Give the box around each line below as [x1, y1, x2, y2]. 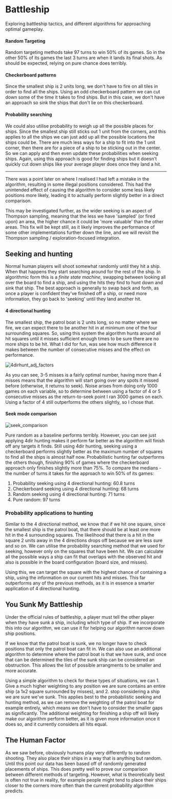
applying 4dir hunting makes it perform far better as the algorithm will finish [5, 437, 165, 443]
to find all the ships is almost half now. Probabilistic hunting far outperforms [5, 454, 165, 460]
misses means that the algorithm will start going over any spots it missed [5, 377, 159, 383]
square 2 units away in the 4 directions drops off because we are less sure [5, 537, 163, 543]
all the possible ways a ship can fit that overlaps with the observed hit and [5, 554, 162, 560]
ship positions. [5, 630, 36, 636]
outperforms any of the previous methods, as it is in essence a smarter [5, 580, 155, 586]
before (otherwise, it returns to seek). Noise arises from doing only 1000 [5, 382, 158, 388]
